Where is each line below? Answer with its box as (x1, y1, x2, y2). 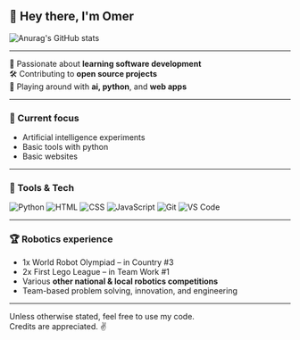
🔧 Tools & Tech (9, 182, 74, 195)
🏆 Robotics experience (9, 233, 113, 245)
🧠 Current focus (9, 112, 79, 124)
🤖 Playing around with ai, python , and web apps (9, 81, 187, 92)
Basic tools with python (21, 142, 109, 153)
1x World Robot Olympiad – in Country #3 (21, 256, 174, 268)
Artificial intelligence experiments (21, 132, 146, 143)
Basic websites (21, 151, 79, 162)
